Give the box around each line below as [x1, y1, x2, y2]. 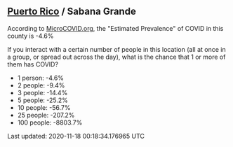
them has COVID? [7, 59, 58, 69]
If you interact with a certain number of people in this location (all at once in [7, 45, 226, 53]
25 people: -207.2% [17, 111, 75, 119]
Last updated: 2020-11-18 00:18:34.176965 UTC [7, 132, 145, 140]
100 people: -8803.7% [17, 118, 83, 127]
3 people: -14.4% [17, 88, 68, 97]
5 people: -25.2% [17, 96, 69, 104]
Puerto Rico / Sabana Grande [7, 6, 137, 17]
